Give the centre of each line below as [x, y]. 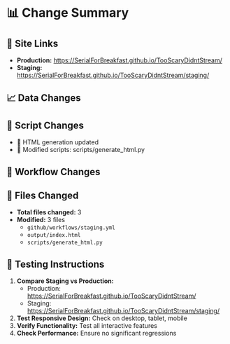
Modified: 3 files [41, 220]
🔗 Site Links [33, 43]
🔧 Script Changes [45, 125]
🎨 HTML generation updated [58, 142]
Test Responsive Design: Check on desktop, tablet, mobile [102, 318]
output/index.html [54, 235]
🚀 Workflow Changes [53, 172]
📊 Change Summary [68, 13]
